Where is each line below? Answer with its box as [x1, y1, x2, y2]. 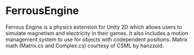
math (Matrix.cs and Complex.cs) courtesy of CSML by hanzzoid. [5, 42, 165, 49]
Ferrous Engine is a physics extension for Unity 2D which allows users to [5, 23, 182, 30]
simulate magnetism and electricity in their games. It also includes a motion [5, 29, 188, 36]
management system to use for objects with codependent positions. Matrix [5, 36, 188, 43]
